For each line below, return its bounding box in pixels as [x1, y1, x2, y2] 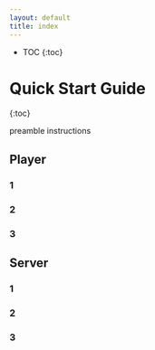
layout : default [9, 13, 71, 23]
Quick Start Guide [9, 78, 147, 99]
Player [9, 151, 47, 167]
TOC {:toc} [22, 46, 63, 57]
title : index [9, 22, 59, 31]
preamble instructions [9, 126, 92, 137]
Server [9, 255, 49, 270]
